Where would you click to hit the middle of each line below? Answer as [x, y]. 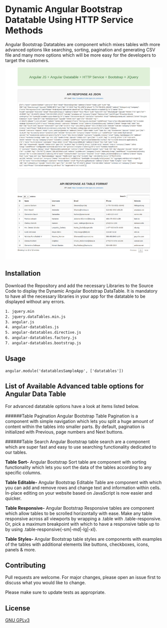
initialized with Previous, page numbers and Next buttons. [64, 432]
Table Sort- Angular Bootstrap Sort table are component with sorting [76, 462]
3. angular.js [20, 322]
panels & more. [21, 549]
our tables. [16, 452]
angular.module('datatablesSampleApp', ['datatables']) [64, 371]
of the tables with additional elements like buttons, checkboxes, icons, [77, 544]
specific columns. [23, 473]
